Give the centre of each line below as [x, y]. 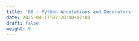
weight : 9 [19, 29]
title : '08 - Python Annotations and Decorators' [70, 12]
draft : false [23, 23]
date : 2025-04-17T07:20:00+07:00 [48, 17]
